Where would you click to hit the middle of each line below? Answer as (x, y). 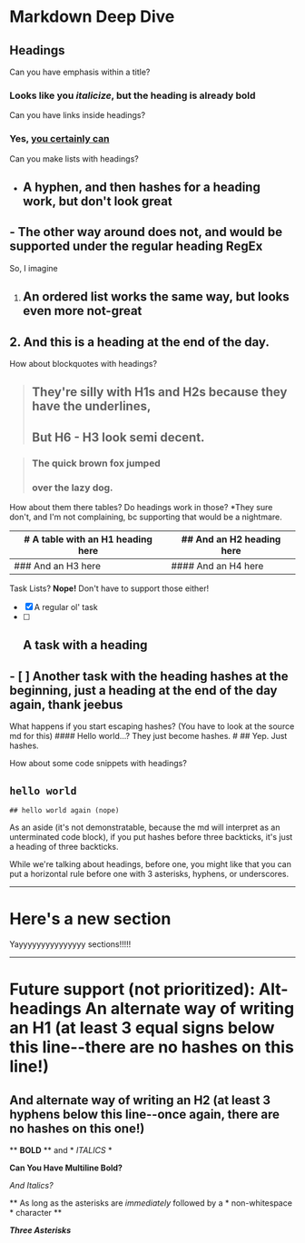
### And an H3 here (58, 566)
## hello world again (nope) (64, 811)
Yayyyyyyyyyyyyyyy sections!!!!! (70, 944)
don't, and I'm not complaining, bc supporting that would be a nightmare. (146, 517)
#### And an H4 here (217, 566)
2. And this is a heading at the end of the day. (139, 342)
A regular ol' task (66, 607)
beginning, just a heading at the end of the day (143, 691)
